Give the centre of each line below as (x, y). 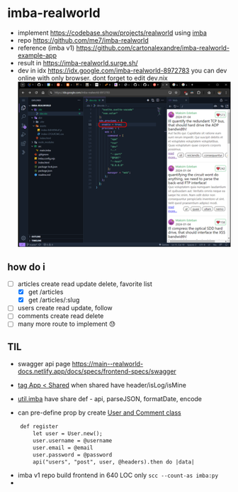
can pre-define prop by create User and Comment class (100, 412)
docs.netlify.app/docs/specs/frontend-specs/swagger (97, 371)
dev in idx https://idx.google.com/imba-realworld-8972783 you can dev (122, 70)
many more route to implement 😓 (67, 324)
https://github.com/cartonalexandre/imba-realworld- (153, 48)
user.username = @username (73, 441)
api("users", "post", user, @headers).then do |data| (114, 462)
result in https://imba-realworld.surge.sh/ (78, 62)
